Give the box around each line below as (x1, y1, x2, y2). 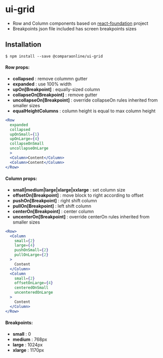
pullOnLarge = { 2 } (14, 252, 49, 257)
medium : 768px (12, 336, 47, 342)
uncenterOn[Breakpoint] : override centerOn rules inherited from (12, 213, 150, 219)
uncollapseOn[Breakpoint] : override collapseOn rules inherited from (12, 97, 158, 103)
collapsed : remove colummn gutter (12, 75, 88, 81)
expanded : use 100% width (12, 81, 72, 87)
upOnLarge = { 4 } (10, 137, 39, 142)
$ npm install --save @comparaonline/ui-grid (5, 54, 103, 59)
